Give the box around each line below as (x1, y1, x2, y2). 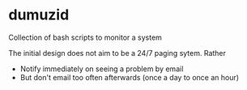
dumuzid (8, 6, 70, 24)
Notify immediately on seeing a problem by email (19, 63, 184, 74)
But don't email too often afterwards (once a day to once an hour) (19, 72, 240, 82)
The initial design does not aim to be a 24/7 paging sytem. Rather (8, 48, 227, 58)
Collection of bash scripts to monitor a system (8, 32, 162, 42)
